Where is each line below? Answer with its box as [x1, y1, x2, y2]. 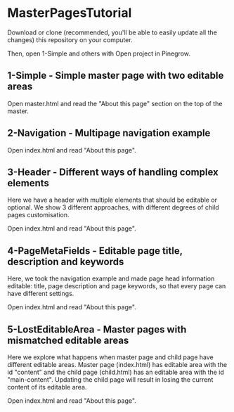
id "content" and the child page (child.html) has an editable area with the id [7, 368, 225, 376]
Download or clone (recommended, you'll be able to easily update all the [7, 28, 218, 37]
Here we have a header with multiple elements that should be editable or [7, 195, 218, 205]
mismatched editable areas [7, 334, 129, 346]
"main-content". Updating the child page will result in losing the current [7, 375, 214, 384]
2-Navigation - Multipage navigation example [7, 127, 211, 139]
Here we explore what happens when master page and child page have [7, 353, 214, 361]
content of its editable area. [7, 383, 87, 391]
